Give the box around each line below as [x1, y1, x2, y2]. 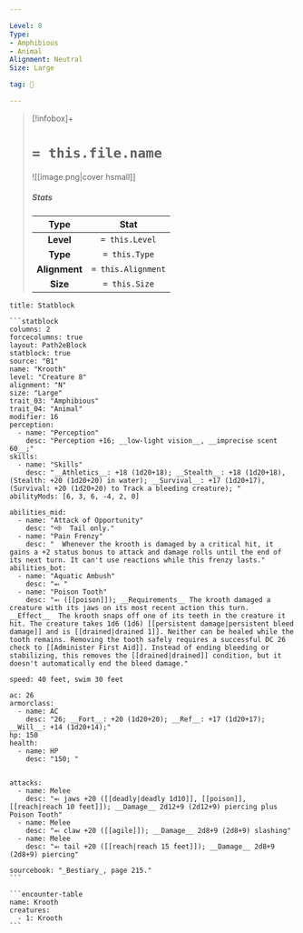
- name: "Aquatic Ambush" [17, 571, 116, 580]
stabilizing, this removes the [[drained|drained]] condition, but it [9, 651, 282, 660]
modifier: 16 [9, 412, 59, 421]
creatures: [9, 906, 51, 915]
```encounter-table [9, 889, 83, 898]
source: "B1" [9, 356, 59, 366]
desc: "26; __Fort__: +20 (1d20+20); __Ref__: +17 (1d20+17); [25, 715, 266, 724]
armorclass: [9, 698, 54, 707]
